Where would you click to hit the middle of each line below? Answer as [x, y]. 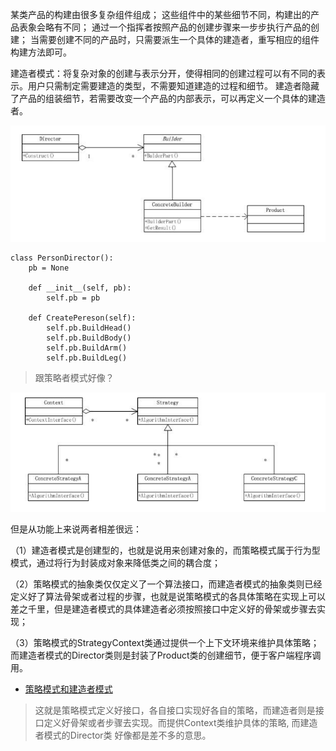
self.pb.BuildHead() [89, 328]
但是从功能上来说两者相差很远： [76, 529]
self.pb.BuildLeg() [87, 358]
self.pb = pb [73, 298]
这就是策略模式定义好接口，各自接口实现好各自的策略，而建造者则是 [175, 710]
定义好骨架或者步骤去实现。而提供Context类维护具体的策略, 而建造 [180, 723]
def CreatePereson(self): [82, 318]
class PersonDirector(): [62, 258]
